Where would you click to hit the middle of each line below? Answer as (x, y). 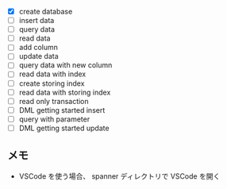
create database (46, 12)
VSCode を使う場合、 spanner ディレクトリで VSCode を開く (119, 176)
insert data (37, 21)
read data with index (52, 74)
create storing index (52, 83)
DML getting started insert (62, 110)
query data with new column (65, 65)
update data (38, 56)
